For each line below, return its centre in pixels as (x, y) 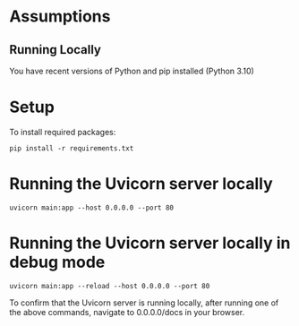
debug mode (57, 262)
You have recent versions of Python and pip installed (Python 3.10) (132, 71)
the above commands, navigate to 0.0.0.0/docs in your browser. (127, 312)
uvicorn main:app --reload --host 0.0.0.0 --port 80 (110, 286)
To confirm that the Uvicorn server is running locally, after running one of (144, 303)
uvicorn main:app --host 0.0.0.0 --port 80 (92, 208)
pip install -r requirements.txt (72, 148)
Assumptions (60, 17)
